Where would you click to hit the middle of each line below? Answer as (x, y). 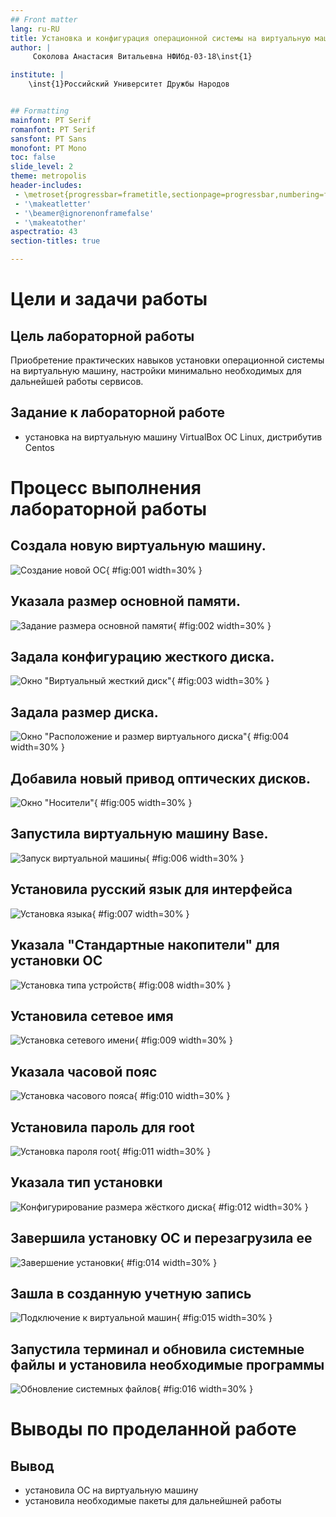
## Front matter (44, 19)
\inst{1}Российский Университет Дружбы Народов (129, 84)
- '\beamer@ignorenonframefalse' (84, 213)
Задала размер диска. (84, 712)
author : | (31, 47)
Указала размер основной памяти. (125, 601)
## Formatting (40, 111)
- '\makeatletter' (53, 204)
